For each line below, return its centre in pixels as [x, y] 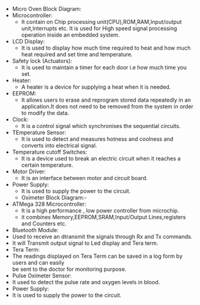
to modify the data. [45, 113]
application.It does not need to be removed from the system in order [107, 106]
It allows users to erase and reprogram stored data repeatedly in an [106, 100]
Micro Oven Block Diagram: [46, 9]
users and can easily [38, 262]
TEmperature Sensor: [39, 132]
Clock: [20, 119]
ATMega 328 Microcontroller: [49, 204]
